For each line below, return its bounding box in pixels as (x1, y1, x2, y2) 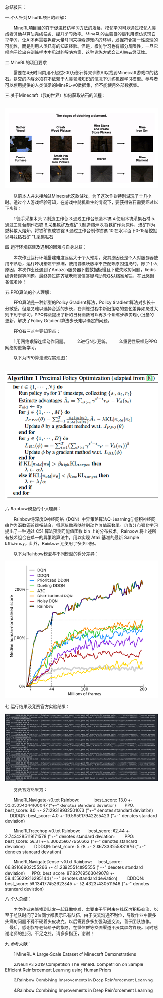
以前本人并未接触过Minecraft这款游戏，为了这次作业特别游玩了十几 (13, 193, 147, 199)
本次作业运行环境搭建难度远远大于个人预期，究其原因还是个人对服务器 (13, 255, 154, 261)
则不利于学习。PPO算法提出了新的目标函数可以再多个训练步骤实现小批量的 (5, 312, 154, 317)
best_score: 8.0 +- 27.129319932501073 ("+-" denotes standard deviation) (5, 807, 154, 813)
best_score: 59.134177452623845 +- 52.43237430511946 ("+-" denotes (5, 881, 149, 887)
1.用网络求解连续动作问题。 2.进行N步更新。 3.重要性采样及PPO (13, 338, 158, 344)
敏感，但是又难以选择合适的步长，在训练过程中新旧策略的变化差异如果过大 (9, 306, 158, 312)
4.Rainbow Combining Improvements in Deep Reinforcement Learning (13, 987, 153, 993)
